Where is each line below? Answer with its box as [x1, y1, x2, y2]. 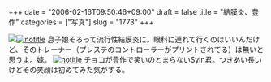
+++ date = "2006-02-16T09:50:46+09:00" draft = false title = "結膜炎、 [8, 7, 252, 16]
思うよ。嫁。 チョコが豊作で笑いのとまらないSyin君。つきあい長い [8, 55, 262, 64]
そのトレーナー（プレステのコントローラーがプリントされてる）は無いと [22, 45, 264, 54]
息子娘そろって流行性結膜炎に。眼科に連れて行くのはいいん [47, 35, 246, 44]
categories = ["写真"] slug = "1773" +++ [20, 17, 154, 27]
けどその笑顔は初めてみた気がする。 [8, 65, 130, 75]
